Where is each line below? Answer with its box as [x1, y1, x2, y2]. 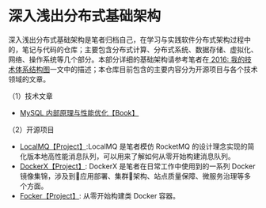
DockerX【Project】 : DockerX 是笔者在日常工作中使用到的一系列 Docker [19, 161, 256, 171]
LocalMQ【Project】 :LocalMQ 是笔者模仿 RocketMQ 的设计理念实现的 [19, 142, 248, 151]
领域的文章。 [8, 74, 50, 84]
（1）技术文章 [8, 91, 53, 100]
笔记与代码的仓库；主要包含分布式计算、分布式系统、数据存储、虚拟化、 [21, 44, 258, 54]
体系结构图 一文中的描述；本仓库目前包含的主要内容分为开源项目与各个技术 [14, 64, 258, 74]
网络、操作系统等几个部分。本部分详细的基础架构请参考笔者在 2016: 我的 [8, 55, 245, 64]
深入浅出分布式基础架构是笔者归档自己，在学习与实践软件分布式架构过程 [8, 35, 244, 44]
